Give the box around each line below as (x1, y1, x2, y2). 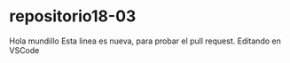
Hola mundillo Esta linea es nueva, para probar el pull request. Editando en (9, 35, 281, 46)
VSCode (9, 44, 40, 55)
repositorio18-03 (9, 6, 137, 27)
